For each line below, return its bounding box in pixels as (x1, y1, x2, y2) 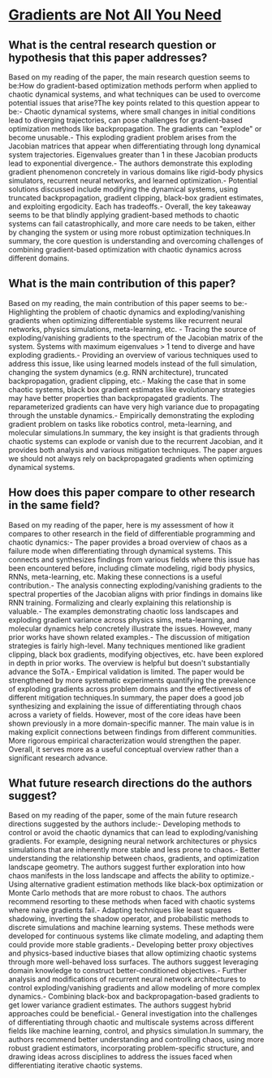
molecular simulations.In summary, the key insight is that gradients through (8, 428, 260, 438)
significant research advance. (8, 752, 108, 762)
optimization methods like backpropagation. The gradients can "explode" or (8, 124, 262, 133)
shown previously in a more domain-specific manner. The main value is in (8, 718, 255, 728)
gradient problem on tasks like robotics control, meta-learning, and (8, 419, 233, 429)
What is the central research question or (8, 38, 217, 52)
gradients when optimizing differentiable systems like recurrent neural (8, 315, 243, 326)
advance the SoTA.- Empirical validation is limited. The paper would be (8, 666, 245, 676)
